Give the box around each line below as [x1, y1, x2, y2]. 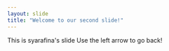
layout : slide [7, 10, 49, 17]
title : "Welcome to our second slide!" [7, 17, 124, 24]
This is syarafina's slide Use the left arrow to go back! [7, 36, 163, 44]
